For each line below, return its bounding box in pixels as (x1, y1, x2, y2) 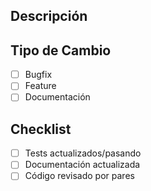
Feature (24, 80, 57, 92)
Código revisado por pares (24, 170, 135, 182)
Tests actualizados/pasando (24, 147, 142, 159)
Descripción (10, 8, 88, 25)
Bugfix (24, 69, 53, 81)
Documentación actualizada (24, 159, 141, 171)
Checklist (10, 120, 72, 138)
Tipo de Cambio (10, 42, 112, 59)
